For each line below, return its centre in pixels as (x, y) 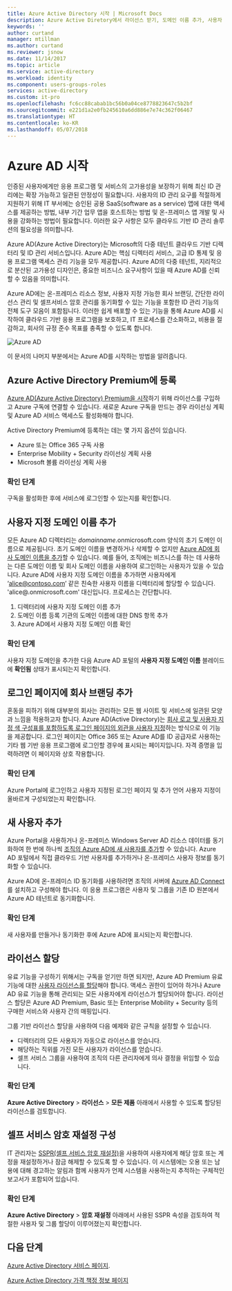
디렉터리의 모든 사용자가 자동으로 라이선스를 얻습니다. (89, 1040)
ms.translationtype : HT (41, 116)
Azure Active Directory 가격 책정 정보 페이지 (68, 1280)
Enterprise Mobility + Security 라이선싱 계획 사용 (84, 453)
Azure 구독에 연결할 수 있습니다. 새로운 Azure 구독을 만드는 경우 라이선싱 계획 (119, 407)
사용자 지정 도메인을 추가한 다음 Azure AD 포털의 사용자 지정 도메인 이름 (104, 660)
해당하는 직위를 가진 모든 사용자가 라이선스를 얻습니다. (90, 1049)
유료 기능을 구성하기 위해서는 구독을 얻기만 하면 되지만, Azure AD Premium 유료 (115, 976)
